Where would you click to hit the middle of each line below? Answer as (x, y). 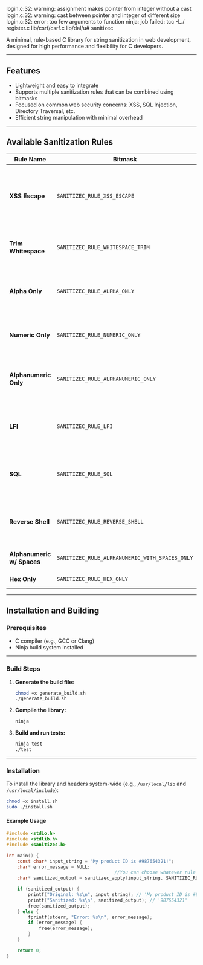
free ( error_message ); (66, 928)
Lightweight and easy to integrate (57, 85)
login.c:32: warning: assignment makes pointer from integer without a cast (99, 9)
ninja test (29, 744)
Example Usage (26, 820)
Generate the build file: (44, 682)
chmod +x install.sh (32, 801)
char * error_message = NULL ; (54, 867)
